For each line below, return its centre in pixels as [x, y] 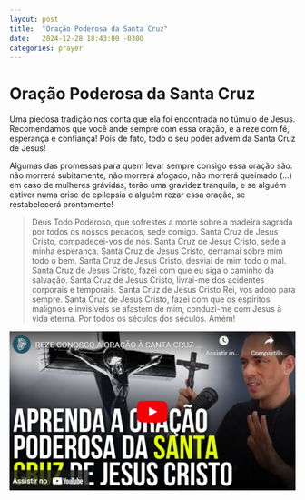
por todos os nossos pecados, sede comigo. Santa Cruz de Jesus [155, 232]
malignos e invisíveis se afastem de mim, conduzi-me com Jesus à [157, 309]
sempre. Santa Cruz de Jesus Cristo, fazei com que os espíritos [151, 299]
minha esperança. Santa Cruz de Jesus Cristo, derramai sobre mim [157, 251]
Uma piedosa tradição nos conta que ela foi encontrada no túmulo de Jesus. [152, 119]
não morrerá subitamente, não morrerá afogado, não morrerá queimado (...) [151, 175]
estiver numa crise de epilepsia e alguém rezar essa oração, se [128, 195]
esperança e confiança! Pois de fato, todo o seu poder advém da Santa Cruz [152, 139]
